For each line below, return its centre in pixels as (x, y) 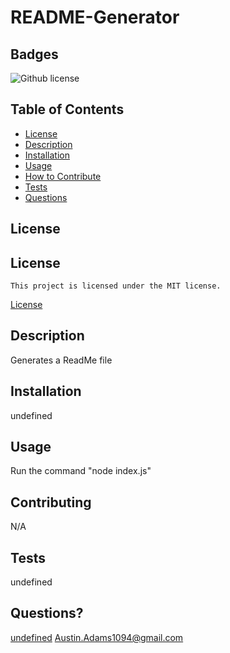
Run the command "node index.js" (81, 471)
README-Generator (95, 17)
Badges (34, 54)
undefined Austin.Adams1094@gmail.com (97, 637)
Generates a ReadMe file (61, 360)
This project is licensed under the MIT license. (116, 286)
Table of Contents (67, 109)
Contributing (51, 502)
